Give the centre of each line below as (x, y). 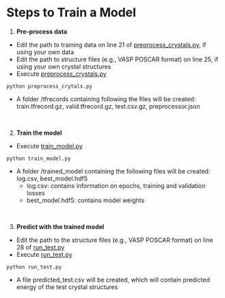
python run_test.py (34, 267)
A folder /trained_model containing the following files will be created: (113, 171)
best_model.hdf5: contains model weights (85, 200)
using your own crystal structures (64, 66)
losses (36, 193)
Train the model (39, 133)
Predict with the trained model (60, 226)
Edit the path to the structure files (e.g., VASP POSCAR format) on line (115, 240)
